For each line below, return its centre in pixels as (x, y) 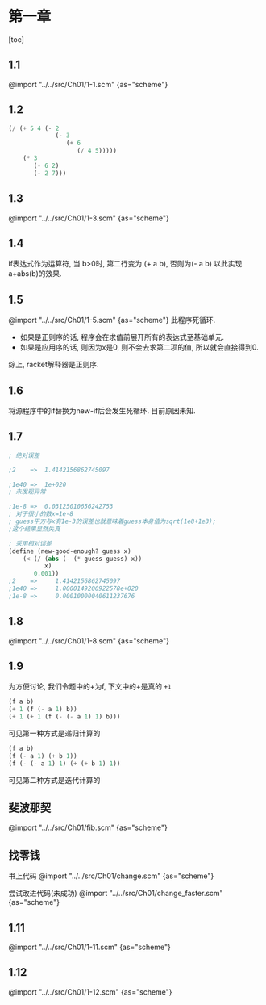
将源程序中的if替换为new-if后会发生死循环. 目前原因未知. (102, 410)
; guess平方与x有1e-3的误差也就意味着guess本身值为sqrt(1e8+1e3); (112, 521)
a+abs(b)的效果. (35, 274)
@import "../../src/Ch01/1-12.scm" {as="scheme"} (90, 992)
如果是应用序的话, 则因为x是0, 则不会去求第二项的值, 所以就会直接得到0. (139, 347)
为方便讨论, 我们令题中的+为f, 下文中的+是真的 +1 (90, 686)
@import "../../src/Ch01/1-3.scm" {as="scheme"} (89, 218)
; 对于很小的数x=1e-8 (41, 514)
